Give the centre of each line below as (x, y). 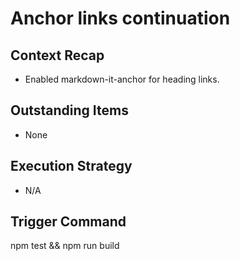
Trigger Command (68, 222)
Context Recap (57, 55)
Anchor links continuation (120, 18)
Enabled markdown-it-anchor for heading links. (122, 79)
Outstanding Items (69, 110)
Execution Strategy (71, 166)
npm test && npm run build (65, 246)
